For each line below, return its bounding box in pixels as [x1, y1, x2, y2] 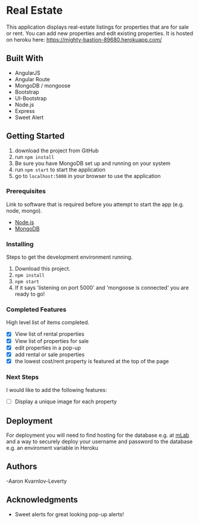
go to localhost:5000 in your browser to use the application [14, 172, 161, 179]
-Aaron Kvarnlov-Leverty [6, 477, 67, 485]
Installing [6, 240, 34, 248]
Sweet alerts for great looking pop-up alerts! [14, 510, 124, 517]
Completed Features [6, 305, 67, 314]
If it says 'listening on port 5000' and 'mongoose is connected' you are [14, 284, 189, 292]
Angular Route [14, 75, 51, 82]
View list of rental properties [14, 330, 85, 338]
